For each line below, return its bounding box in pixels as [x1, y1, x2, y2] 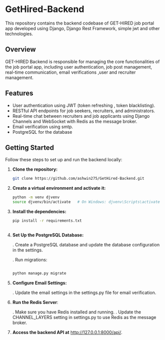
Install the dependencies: [12, 209, 66, 214]
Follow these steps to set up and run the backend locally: [5, 157, 123, 163]
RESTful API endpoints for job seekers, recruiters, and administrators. [12, 108, 156, 114]
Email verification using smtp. [12, 124, 73, 130]
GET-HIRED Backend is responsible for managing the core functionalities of [5, 59, 160, 65]
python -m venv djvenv [12, 195, 60, 200]
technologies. [5, 31, 33, 37]
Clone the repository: [12, 166, 58, 172]
